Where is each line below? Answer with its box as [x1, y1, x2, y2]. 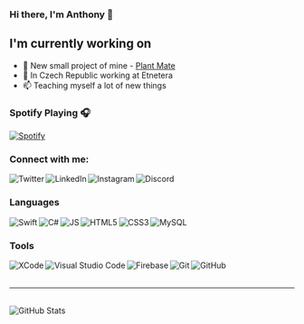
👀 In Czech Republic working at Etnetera [22, 70, 174, 81]
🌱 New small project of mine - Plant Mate [22, 60, 176, 71]
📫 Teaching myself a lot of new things [22, 80, 167, 91]
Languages [9, 196, 61, 209]
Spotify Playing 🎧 [9, 106, 90, 119]
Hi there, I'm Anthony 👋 [9, 8, 114, 21]
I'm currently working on [9, 36, 152, 52]
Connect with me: [9, 153, 90, 166]
